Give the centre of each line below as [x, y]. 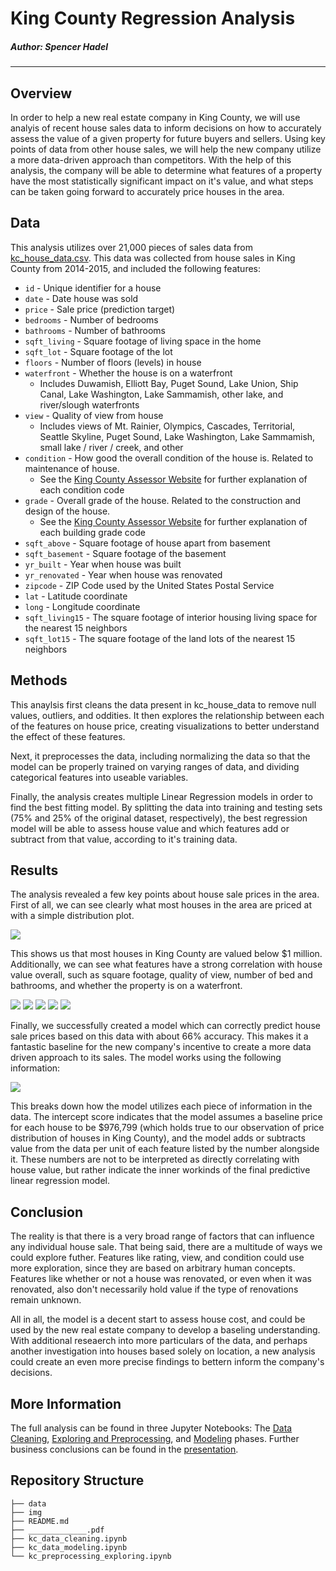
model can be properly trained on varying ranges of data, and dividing [155, 766]
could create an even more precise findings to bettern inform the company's [167, 1362]
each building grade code [92, 532]
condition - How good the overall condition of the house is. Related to [169, 458]
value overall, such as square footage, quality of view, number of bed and [161, 975]
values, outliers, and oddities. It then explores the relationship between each [167, 715]
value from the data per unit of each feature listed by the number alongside [165, 1149]
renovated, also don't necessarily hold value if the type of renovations [154, 1289]
